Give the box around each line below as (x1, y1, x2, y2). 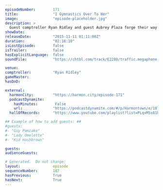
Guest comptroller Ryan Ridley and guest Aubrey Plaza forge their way (9, 25, 158, 30)
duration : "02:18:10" (5, 39, 75, 44)
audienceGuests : (5, 151, 38, 155)
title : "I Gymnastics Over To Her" (5, 12, 110, 17)
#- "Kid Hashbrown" (5, 137, 45, 142)
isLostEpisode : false (5, 43, 64, 48)
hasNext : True (5, 177, 62, 182)
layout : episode (5, 164, 68, 169)
